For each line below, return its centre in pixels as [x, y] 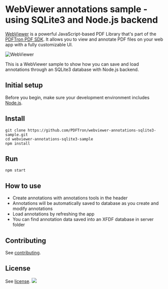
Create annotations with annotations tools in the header [70, 198]
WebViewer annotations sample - [76, 9]
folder [19, 225]
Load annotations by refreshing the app [53, 214]
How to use [23, 186]
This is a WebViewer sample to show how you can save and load [72, 64]
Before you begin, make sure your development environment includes [77, 97]
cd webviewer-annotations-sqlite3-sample [49, 139]
